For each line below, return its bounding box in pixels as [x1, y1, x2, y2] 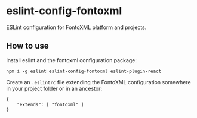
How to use [6, 41, 49, 51]
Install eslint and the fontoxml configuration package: [6, 56, 137, 63]
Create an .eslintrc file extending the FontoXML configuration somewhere [6, 78, 191, 85]
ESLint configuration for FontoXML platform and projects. [6, 24, 147, 31]
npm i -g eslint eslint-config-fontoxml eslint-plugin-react [6, 68, 162, 74]
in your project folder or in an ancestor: [6, 85, 103, 92]
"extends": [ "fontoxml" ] [17, 101, 84, 107]
